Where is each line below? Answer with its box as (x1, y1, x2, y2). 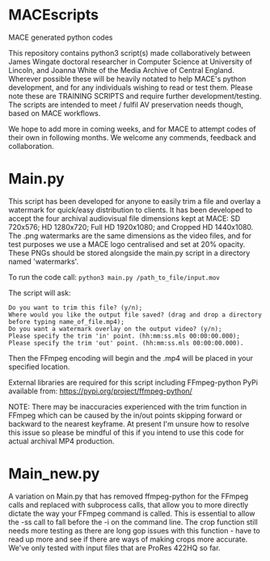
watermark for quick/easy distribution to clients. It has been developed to (8, 205, 253, 215)
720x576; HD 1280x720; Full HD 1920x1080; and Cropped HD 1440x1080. (8, 222, 254, 232)
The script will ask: (8, 287, 71, 297)
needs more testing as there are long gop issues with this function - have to (8, 525, 260, 535)
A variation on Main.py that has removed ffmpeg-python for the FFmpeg (8, 491, 249, 501)
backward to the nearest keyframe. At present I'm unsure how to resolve (8, 419, 250, 428)
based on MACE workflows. (8, 108, 101, 118)
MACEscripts (8, 6, 99, 24)
